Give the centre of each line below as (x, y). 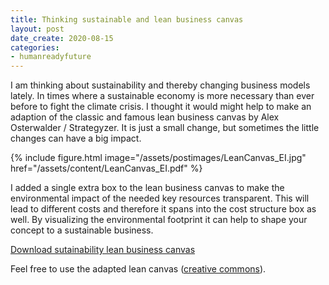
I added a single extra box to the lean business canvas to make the (147, 188)
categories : (35, 47)
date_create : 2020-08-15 (62, 38)
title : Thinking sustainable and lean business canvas (127, 19)
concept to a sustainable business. (82, 230)
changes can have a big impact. (76, 138)
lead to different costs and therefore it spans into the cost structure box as (163, 209)
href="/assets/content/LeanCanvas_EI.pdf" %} (106, 168)
